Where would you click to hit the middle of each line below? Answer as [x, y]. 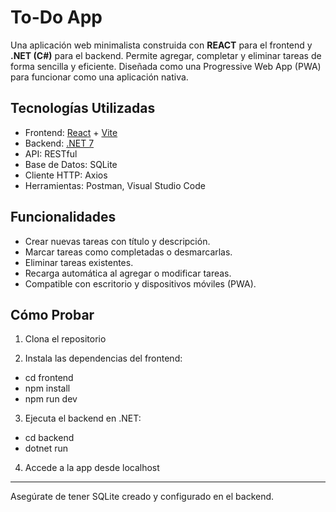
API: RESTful [51, 153]
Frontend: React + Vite [71, 132]
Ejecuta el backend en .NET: [83, 418]
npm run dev [51, 399]
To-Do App [56, 17]
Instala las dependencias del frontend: [103, 358]
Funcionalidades [63, 217]
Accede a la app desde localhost [92, 468]
